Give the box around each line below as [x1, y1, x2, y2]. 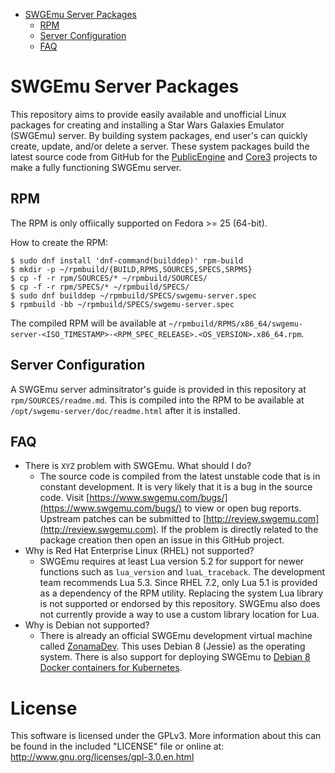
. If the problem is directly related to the [156, 524, 319, 536]
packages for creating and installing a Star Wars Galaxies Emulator [10, 119, 285, 131]
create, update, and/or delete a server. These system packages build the [10, 140, 310, 152]
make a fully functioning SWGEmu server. [10, 161, 182, 173]
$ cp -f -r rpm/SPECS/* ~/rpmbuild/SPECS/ [10, 282, 190, 292]
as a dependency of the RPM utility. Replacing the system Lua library [39, 587, 324, 599]
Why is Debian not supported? [24, 619, 150, 631]
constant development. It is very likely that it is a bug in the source [39, 481, 313, 493]
